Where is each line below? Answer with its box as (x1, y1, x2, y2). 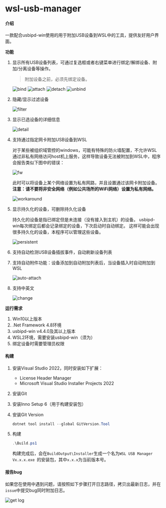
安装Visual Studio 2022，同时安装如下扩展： (12, 365, 103, 371)
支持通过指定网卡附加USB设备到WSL (12, 137, 87, 143)
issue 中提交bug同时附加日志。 (5, 487, 68, 493)
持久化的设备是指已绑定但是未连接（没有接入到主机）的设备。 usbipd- (12, 217, 155, 223)
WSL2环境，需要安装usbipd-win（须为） (12, 334, 95, 340)
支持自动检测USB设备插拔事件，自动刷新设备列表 (12, 249, 113, 255)
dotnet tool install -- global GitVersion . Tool (12, 421, 110, 427)
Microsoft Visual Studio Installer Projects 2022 (19, 380, 115, 386)
